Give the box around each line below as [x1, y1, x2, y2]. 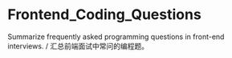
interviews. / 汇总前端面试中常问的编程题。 [7, 41, 149, 51]
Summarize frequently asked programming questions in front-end [7, 32, 225, 41]
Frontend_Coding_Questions [7, 6, 201, 24]
